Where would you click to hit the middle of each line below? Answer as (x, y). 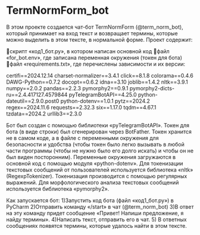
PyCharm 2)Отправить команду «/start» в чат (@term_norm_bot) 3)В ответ (100, 206)
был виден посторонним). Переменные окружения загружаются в (91, 157)
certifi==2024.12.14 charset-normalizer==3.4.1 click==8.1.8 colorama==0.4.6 (100, 75)
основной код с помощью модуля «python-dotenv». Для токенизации (95, 163)
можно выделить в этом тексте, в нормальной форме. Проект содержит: (99, 39)
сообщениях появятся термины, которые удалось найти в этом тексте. (97, 225)
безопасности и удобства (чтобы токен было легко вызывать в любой (95, 144)
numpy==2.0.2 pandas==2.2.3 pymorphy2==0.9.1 (67, 88)
